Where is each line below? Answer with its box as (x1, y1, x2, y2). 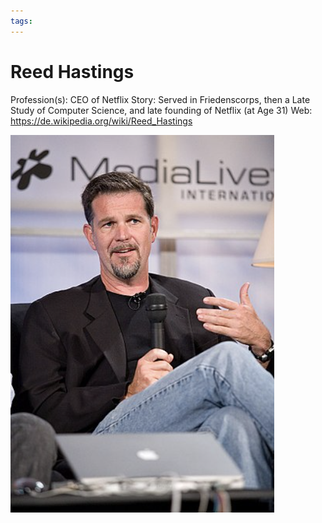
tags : (10, 16, 33, 26)
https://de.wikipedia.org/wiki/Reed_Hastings (10, 115, 193, 127)
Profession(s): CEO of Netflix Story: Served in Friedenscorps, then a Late (10, 93, 311, 105)
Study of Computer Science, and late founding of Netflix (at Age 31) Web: (10, 104, 313, 116)
